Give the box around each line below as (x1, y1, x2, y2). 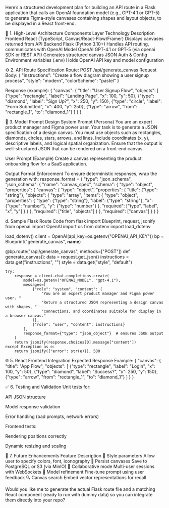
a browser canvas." (5, 313, 46, 318)
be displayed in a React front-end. (5, 20, 76, 26)
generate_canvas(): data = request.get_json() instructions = (5, 254, 129, 260)
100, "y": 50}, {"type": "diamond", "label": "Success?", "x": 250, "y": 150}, (5, 369, 158, 374)
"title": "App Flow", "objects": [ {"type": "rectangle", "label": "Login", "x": (5, 363, 155, 369)
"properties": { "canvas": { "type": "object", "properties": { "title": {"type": (5, 187, 158, 193)
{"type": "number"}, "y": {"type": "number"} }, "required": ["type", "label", (5, 203, 158, 209)
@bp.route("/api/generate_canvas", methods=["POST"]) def (5, 248, 130, 255)
